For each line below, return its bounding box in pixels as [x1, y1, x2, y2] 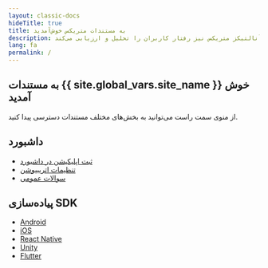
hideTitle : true [8, 19, 62, 27]
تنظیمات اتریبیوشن [19, 164, 76, 174]
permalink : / [8, 49, 52, 57]
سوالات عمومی [19, 173, 66, 183]
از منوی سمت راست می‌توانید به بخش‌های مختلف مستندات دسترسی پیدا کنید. [8, 112, 238, 121]
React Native [19, 235, 62, 244]
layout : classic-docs [8, 11, 81, 20]
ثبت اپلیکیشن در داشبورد [19, 156, 93, 166]
